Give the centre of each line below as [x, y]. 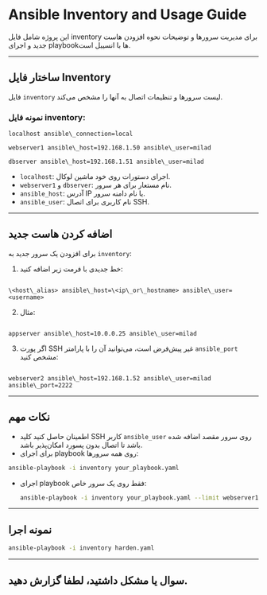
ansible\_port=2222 [41, 385]
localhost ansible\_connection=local [71, 134]
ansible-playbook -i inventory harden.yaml [81, 548]
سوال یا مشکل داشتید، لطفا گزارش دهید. [98, 580]
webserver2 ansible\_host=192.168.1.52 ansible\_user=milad [110, 378]
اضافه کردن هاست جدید [60, 234]
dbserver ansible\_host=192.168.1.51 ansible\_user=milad [106, 162]
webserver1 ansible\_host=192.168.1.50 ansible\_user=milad [110, 148]
